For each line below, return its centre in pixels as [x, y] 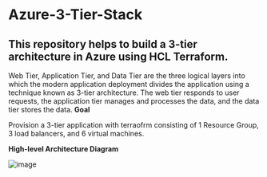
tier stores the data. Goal [49, 110]
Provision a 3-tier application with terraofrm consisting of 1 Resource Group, [134, 125]
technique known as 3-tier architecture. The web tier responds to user [124, 92]
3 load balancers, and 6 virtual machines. [76, 134]
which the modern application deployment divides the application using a [129, 84]
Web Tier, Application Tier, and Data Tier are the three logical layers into [127, 76]
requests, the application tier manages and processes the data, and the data [134, 101]
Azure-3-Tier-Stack [75, 15]
